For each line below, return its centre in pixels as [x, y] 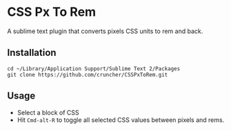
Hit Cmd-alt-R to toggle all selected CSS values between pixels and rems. [121, 120]
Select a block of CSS [48, 112]
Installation [32, 53]
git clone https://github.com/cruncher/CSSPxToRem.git [88, 74]
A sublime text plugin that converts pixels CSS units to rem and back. [105, 31]
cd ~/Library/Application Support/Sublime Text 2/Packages [94, 69]
